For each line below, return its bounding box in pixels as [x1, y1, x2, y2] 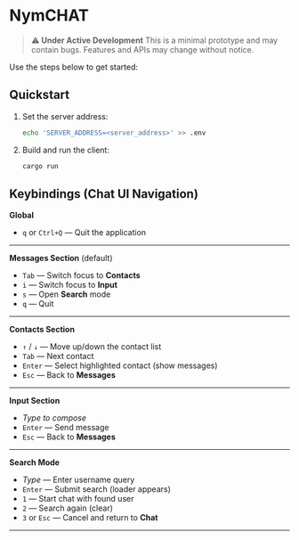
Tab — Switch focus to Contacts [21, 270, 141, 281]
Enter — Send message [21, 422, 109, 433]
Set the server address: [21, 110, 109, 121]
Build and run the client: [21, 144, 109, 155]
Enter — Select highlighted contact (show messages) [21, 360, 218, 371]
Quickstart [9, 87, 70, 102]
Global [9, 210, 34, 221]
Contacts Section [9, 324, 76, 335]
